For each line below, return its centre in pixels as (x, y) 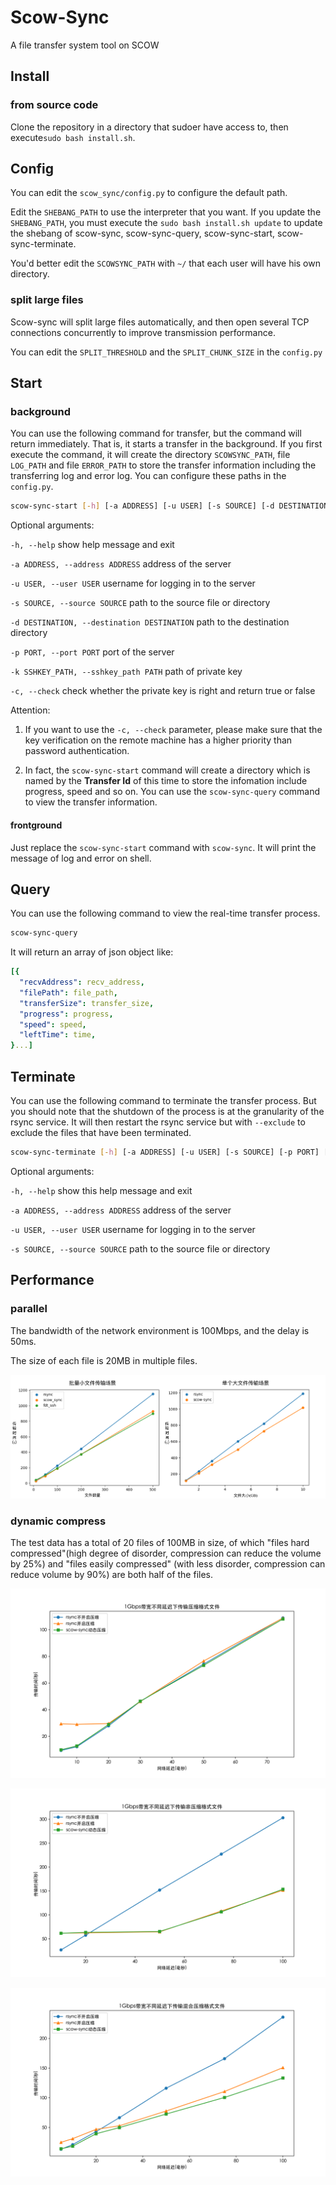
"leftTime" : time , (58, 1035)
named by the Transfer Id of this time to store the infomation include (166, 781)
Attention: (30, 710)
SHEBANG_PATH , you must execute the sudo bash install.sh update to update (166, 223)
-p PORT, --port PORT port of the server (92, 652)
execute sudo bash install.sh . (73, 137)
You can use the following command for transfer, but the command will (156, 433)
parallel (29, 1309)
